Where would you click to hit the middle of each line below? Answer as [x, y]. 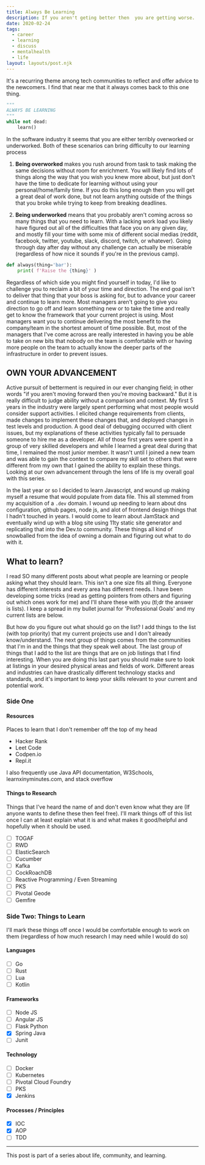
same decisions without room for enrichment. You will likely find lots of [104, 170]
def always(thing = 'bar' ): [39, 265]
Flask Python [31, 1026]
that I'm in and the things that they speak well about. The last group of [95, 647]
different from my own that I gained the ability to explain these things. [94, 466]
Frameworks [23, 999]
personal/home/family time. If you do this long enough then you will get [105, 189]
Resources [20, 716]
